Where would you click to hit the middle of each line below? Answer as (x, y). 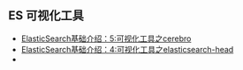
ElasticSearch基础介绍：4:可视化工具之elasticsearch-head (127, 49)
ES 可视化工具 (46, 16)
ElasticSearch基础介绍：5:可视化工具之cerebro (106, 38)
